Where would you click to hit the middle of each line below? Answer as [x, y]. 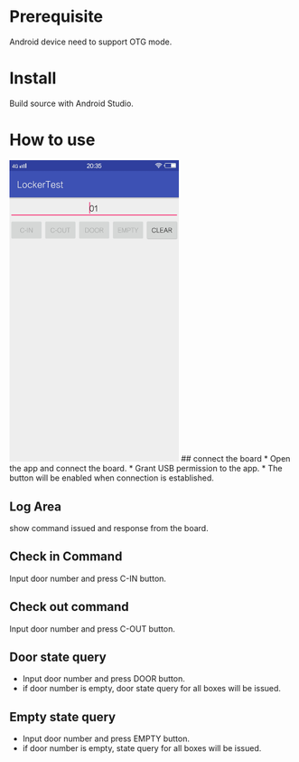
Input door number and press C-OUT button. [93, 629]
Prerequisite [56, 17]
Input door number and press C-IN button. [88, 578]
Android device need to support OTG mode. [91, 42]
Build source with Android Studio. [71, 103]
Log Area [35, 506]
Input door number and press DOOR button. [103, 679]
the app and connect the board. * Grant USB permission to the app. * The [146, 469]
